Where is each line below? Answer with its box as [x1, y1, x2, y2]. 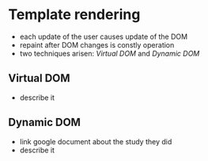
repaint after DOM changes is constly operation [19, 40, 175, 49]
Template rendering [8, 6, 141, 24]
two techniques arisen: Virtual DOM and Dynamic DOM [19, 48, 200, 58]
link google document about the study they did [19, 136, 172, 146]
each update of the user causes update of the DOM [19, 32, 188, 41]
